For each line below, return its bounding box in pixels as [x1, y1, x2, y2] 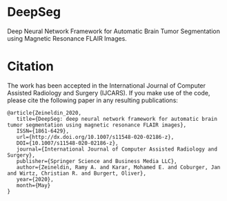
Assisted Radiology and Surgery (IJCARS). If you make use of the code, [7, 88, 210, 97]
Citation [7, 59, 54, 75]
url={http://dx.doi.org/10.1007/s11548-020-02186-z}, [16, 133, 175, 140]
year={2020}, [16, 175, 54, 183]
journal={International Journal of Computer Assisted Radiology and [16, 146, 217, 153]
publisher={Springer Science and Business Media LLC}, [16, 157, 177, 164]
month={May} [16, 182, 51, 189]
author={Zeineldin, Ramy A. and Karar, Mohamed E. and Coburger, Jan [16, 164, 221, 171]
